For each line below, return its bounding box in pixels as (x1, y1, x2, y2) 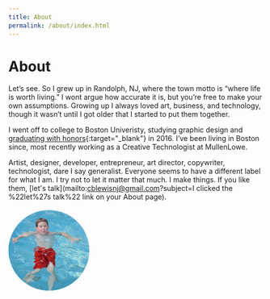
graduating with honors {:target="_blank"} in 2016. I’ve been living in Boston (8, 134, 260, 143)
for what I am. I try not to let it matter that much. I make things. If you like (8, 175, 251, 185)
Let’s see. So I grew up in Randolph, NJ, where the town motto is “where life (8, 84, 261, 93)
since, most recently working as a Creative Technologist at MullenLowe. (8, 142, 248, 152)
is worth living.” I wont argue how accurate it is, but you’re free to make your (8, 93, 263, 102)
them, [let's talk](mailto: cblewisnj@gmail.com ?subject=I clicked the (8, 184, 233, 193)
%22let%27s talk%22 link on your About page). (8, 192, 167, 201)
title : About (8, 13, 53, 21)
